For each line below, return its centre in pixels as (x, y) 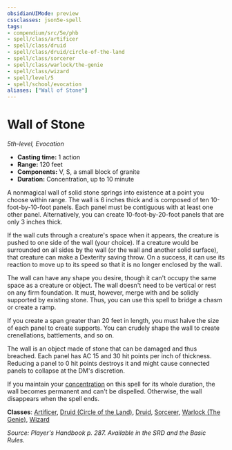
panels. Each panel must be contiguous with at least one (133, 207)
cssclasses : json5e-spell (44, 20)
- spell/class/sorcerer (41, 59)
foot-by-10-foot (29, 207)
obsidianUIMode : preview (43, 13)
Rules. (16, 440)
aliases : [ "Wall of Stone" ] (48, 90)
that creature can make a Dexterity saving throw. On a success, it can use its (116, 257)
